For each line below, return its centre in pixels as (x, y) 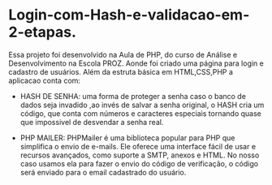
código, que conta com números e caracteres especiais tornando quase (141, 113)
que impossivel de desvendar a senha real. (92, 122)
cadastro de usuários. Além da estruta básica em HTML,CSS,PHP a (121, 71)
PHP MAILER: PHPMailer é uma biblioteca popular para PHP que (127, 138)
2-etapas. (43, 32)
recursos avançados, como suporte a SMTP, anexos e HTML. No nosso (140, 155)
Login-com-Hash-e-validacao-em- (129, 15)
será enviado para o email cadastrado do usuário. (103, 172)
